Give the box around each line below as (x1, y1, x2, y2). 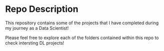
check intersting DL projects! (5, 40, 65, 46)
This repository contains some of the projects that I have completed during (5, 20, 159, 26)
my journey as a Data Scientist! (5, 25, 69, 31)
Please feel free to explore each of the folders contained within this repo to (5, 35, 159, 41)
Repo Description (5, 3, 79, 15)
